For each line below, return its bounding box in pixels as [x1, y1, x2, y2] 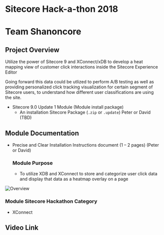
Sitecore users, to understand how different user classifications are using [5, 89, 154, 95]
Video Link [5, 223, 38, 232]
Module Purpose [12, 159, 53, 166]
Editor [5, 69, 17, 75]
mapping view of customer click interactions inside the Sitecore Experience [5, 64, 159, 70]
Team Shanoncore [5, 26, 81, 38]
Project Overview [5, 45, 60, 54]
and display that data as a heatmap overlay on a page [19, 176, 129, 182]
